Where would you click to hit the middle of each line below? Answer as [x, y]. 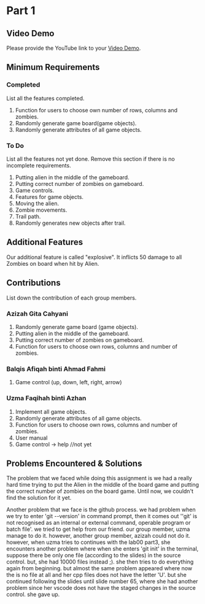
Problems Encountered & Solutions [74, 463]
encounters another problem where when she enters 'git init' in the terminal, [102, 549]
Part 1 [21, 11]
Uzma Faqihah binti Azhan [46, 398]
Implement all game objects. [51, 411]
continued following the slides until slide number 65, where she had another [102, 581]
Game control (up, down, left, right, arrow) [68, 382]
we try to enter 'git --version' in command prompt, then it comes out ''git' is [102, 516]
